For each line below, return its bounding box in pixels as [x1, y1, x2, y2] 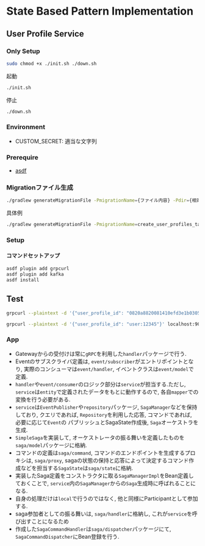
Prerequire [6, 153, 38, 161]
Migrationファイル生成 [6, 183, 73, 192]
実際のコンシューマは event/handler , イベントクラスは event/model [23, 365, 189, 372]
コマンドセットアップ [6, 252, 60, 259]
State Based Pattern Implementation [6, 4, 194, 18]
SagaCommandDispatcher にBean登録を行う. [15, 533, 120, 540]
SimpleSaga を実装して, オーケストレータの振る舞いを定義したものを [15, 434, 185, 441]
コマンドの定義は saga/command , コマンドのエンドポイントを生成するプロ [15, 449, 196, 456]
